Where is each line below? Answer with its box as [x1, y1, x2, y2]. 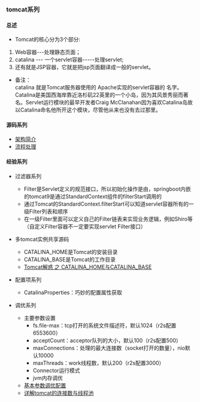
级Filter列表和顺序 [23, 208, 68, 215]
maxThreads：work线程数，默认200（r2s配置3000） [32, 359, 165, 367]
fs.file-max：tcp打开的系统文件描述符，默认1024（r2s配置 [32, 322, 177, 329]
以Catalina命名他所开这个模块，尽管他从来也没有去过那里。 [14, 106, 162, 113]
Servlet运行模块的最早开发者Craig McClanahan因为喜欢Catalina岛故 [25, 99, 193, 106]
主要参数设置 [23, 314, 56, 322]
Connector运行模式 [32, 367, 80, 374]
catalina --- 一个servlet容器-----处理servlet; [14, 56, 124, 64]
